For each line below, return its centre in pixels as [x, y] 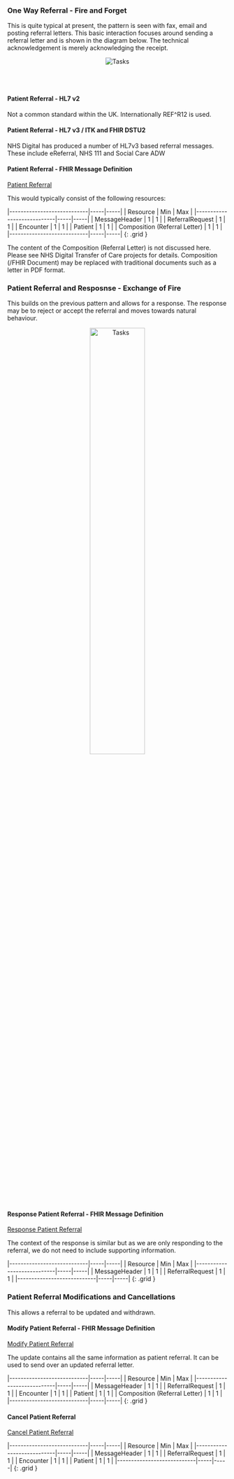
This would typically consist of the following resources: [87, 198]
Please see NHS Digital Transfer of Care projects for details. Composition [112, 255]
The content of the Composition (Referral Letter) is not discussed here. [109, 248]
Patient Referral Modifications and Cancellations [92, 1297]
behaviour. [23, 318]
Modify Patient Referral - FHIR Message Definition [81, 1329]
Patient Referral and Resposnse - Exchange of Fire [94, 288]
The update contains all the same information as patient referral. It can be [113, 1357]
